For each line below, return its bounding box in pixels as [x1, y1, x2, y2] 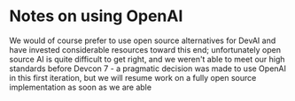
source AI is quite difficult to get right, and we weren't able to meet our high [9, 54, 285, 64]
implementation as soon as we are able [9, 82, 152, 92]
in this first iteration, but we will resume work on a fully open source [9, 72, 257, 83]
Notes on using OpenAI [9, 6, 183, 26]
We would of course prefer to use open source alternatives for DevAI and [9, 35, 276, 46]
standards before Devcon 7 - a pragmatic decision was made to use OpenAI [9, 63, 286, 74]
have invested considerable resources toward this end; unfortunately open [9, 44, 282, 54]
